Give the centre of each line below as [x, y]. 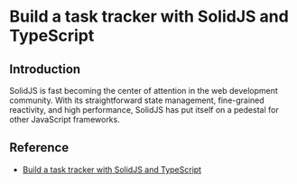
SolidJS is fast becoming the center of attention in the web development [144, 91]
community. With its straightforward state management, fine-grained [137, 100]
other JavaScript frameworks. [65, 120]
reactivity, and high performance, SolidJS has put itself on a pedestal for [144, 110]
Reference [39, 147]
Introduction [45, 69]
